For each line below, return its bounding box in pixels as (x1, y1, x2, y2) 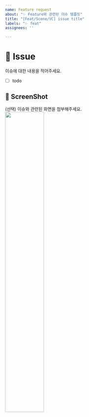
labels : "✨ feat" (5, 21, 42, 26)
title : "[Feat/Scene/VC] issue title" (5, 16, 85, 21)
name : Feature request (5, 7, 52, 12)
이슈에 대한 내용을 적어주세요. (5, 68, 62, 74)
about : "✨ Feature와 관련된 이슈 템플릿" (5, 12, 83, 17)
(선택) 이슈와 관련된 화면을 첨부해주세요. (5, 106, 82, 112)
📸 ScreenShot (5, 92, 48, 101)
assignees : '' (5, 26, 34, 31)
